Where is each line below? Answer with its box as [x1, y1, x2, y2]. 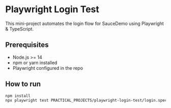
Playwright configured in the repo [12, 65, 83, 71]
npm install [5, 93, 31, 98]
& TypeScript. [5, 25, 34, 32]
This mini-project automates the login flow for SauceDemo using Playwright [5, 20, 164, 26]
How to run [5, 80, 41, 89]
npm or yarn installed [12, 60, 58, 66]
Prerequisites [5, 41, 49, 49]
